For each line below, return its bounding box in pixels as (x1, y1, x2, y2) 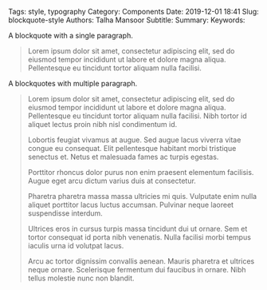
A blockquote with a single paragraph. (8, 31, 133, 40)
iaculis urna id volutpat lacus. (27, 241, 124, 250)
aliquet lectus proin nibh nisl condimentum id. (27, 120, 178, 129)
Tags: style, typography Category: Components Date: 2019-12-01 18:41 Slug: (8, 7, 259, 16)
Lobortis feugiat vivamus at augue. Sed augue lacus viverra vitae (27, 135, 241, 145)
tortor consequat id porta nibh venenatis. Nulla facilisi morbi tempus (27, 232, 251, 242)
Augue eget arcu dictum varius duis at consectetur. (27, 176, 197, 185)
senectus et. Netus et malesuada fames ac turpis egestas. (27, 152, 219, 161)
